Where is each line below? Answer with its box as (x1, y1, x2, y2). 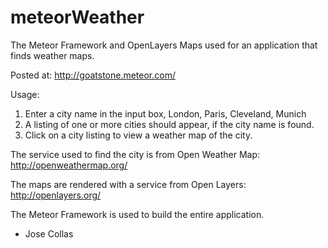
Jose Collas (24, 227, 74, 240)
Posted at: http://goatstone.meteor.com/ (10, 69, 176, 81)
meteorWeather (10, 6, 145, 29)
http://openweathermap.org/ (10, 159, 128, 171)
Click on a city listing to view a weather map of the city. (24, 129, 253, 141)
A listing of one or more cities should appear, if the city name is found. (24, 118, 315, 130)
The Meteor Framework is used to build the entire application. (10, 208, 265, 220)
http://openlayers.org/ (10, 189, 102, 201)
